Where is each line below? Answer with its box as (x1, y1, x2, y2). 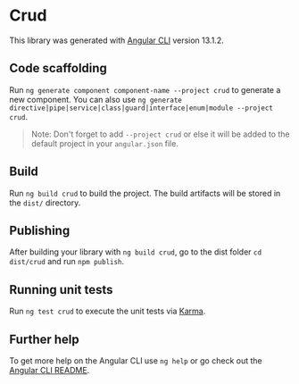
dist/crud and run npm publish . (9, 256, 125, 267)
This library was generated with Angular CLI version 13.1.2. (9, 35, 225, 46)
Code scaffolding (9, 61, 107, 76)
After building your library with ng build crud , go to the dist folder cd (9, 246, 262, 257)
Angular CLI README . (9, 365, 90, 375)
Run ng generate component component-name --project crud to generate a (9, 84, 281, 95)
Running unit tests (9, 282, 113, 297)
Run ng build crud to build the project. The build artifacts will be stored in (9, 188, 281, 198)
